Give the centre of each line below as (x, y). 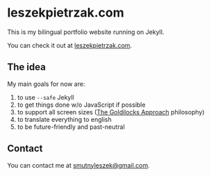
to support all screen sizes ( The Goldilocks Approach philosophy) (111, 112)
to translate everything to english (65, 119)
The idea (27, 67)
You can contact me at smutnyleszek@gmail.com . (79, 165)
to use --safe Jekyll (45, 97)
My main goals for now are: (46, 84)
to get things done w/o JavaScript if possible (81, 105)
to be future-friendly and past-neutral (71, 127)
